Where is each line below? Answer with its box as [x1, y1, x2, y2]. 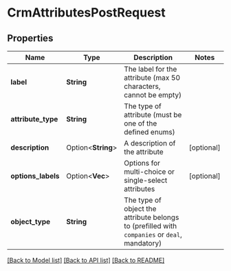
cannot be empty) [123, 90, 182, 99]
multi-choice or [123, 167, 175, 177]
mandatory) [123, 239, 162, 248]
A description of [123, 139, 176, 148]
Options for [123, 159, 160, 168]
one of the [123, 119, 157, 128]
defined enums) [123, 128, 175, 137]
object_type [10, 217, 51, 226]
